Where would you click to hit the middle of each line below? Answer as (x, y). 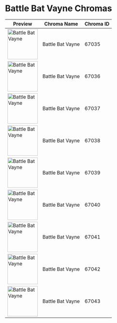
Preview (22, 24)
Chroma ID (97, 24)
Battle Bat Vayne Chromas (58, 8)
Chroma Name (61, 24)
